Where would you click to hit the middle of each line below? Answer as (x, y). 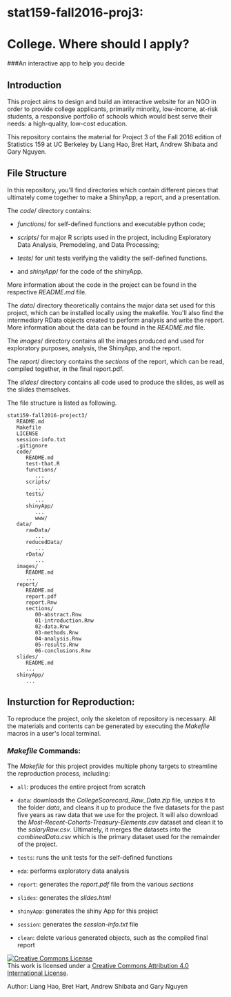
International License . (38, 973)
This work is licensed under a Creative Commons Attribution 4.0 (98, 965)
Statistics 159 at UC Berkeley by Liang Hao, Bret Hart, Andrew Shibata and (113, 144)
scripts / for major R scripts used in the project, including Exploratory (114, 237)
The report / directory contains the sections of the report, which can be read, (116, 361)
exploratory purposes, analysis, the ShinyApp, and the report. (94, 348)
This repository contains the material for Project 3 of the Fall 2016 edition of (114, 137)
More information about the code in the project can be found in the (102, 285)
